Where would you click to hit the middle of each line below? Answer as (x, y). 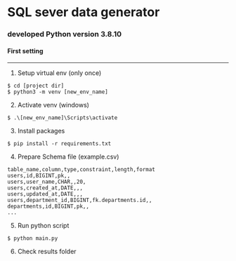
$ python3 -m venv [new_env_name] (58, 92)
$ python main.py (33, 239)
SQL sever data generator (84, 12)
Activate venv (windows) (53, 105)
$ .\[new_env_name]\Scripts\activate (63, 118)
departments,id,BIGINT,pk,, (48, 207)
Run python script (43, 226)
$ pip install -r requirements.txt (59, 144)
